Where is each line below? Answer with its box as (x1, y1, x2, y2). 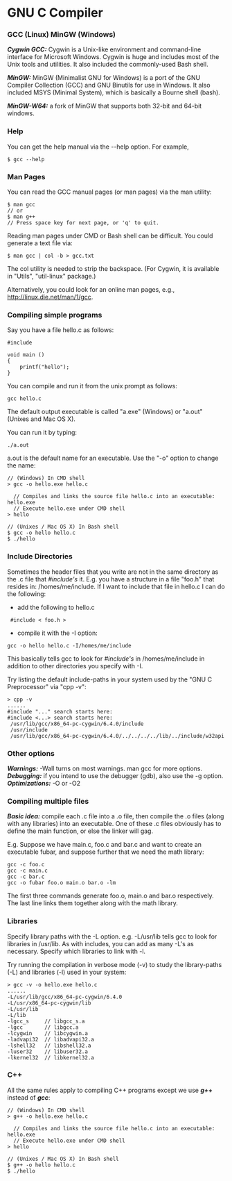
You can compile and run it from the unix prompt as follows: (7, 382, 178, 390)
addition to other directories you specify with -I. (7, 661, 143, 670)
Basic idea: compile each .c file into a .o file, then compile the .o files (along (7, 812, 224, 820)
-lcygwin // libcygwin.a (7, 1030, 89, 1037)
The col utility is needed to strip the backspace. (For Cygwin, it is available (7, 265, 220, 273)
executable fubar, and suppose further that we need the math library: (7, 848, 204, 856)
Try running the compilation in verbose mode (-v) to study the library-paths (7, 960, 222, 968)
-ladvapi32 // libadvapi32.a (7, 1036, 95, 1043)
